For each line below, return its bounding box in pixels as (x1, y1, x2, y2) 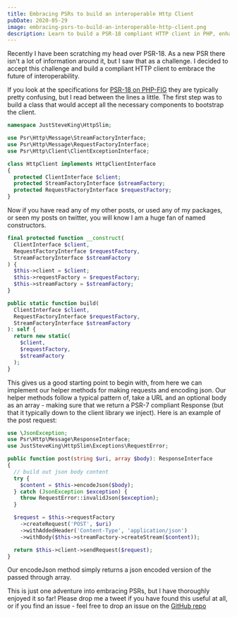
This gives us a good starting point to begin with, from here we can (7, 378, 202, 387)
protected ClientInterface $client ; (13, 174, 121, 181)
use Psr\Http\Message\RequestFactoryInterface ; (7, 141, 150, 148)
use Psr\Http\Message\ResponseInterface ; (7, 436, 131, 443)
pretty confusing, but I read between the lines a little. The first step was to (7, 93, 222, 102)
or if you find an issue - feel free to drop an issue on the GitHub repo (7, 601, 207, 611)
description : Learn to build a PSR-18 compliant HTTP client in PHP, (7, 30, 217, 37)
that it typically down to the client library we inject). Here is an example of (7, 408, 221, 417)
